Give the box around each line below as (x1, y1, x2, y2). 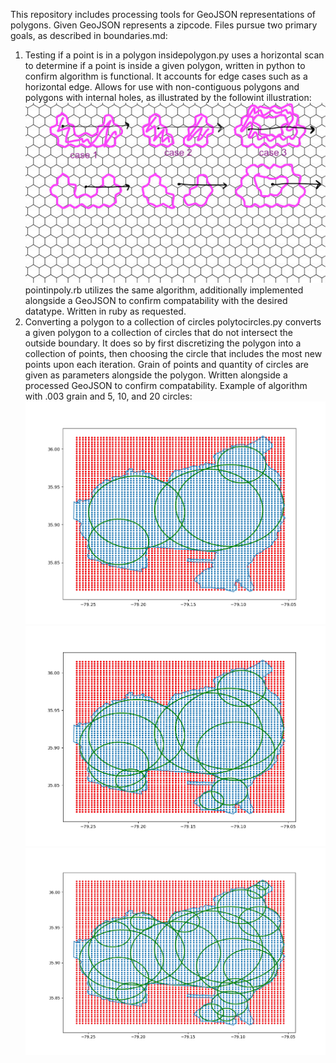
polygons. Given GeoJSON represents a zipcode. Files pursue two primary (10, 19, 318, 31)
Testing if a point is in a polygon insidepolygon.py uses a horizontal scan (24, 49, 325, 61)
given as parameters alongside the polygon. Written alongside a (24, 369, 288, 381)
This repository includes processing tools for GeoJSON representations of (10, 9, 316, 20)
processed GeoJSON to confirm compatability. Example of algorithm (24, 380, 308, 392)
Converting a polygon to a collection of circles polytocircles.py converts (24, 316, 322, 328)
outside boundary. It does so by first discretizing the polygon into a (24, 337, 302, 349)
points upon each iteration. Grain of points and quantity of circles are (24, 359, 309, 371)
